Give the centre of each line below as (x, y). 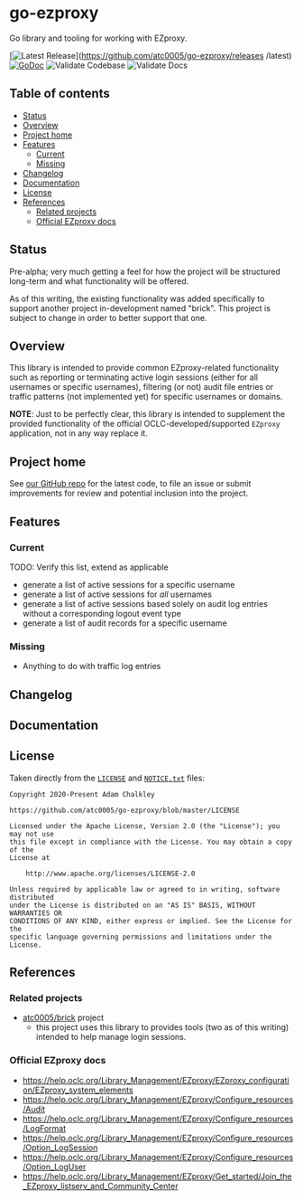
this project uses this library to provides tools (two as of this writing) (162, 1027)
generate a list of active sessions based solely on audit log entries (145, 603)
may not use (32, 834)
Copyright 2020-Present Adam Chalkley (82, 794)
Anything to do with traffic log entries (92, 666)
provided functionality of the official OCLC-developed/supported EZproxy (145, 424)
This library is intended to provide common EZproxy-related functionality (144, 368)
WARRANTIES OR (36, 913)
